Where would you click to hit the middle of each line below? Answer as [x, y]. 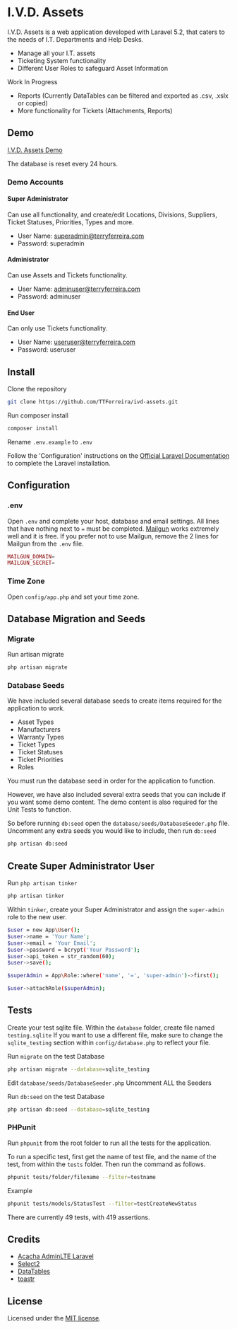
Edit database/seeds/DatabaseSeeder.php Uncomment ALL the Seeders [109, 1083]
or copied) [32, 103]
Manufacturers [39, 730]
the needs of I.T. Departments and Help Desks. [75, 39]
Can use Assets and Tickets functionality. [67, 275]
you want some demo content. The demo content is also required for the [113, 802]
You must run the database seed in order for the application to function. [111, 781]
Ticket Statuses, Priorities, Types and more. [71, 222]
